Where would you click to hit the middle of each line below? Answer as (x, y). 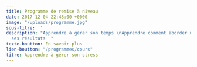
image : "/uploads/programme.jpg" (47, 22)
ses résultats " (33, 38)
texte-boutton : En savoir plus (44, 44)
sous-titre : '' (25, 28)
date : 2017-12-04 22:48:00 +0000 (47, 17)
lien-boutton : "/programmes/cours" (50, 50)
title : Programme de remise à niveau (52, 11)
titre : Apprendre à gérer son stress (52, 55)
